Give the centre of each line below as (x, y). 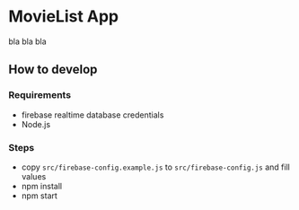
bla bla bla (27, 41)
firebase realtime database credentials (92, 115)
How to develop (53, 70)
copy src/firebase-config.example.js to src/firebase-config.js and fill (156, 167)
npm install (42, 186)
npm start (39, 196)
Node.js (36, 124)
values (34, 176)
